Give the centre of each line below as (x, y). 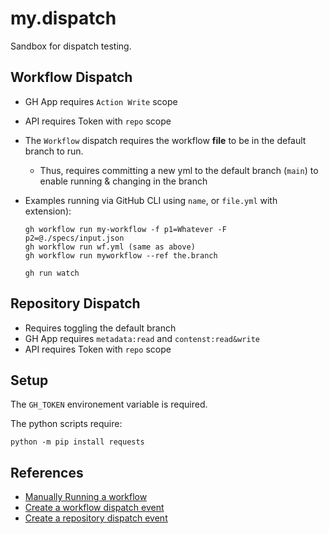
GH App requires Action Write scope (101, 101)
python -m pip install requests (77, 442)
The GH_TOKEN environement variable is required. (109, 404)
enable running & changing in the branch (123, 181)
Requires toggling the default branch (100, 328)
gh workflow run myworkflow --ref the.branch (121, 255)
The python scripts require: (66, 424)
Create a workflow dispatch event (94, 508)
